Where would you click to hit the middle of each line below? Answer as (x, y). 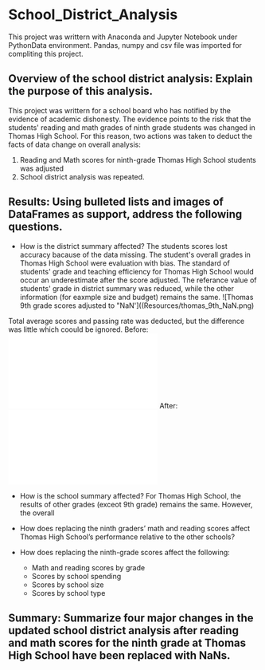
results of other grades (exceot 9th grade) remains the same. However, (136, 504)
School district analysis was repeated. (82, 176)
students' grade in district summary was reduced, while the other (127, 288)
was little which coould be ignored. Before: (78, 329)
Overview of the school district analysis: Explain (131, 79)
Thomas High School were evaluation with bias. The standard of (125, 263)
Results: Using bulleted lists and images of (116, 202)
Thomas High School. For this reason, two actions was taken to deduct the (131, 136)
